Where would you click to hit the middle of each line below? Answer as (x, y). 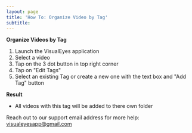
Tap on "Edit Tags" (38, 70)
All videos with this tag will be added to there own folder (84, 106)
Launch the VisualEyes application (57, 51)
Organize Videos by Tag (36, 40)
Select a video (32, 58)
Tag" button (30, 83)
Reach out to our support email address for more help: (73, 117)
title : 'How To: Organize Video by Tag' (57, 17)
